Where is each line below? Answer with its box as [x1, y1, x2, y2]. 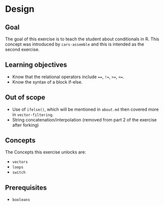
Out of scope [5, 93, 46, 102]
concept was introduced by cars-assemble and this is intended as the [5, 41, 144, 47]
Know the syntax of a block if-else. [12, 79, 83, 85]
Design [5, 3, 35, 15]
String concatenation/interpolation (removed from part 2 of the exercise [12, 117, 157, 122]
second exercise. [5, 47, 40, 52]
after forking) [12, 122, 39, 128]
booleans [12, 198, 30, 203]
